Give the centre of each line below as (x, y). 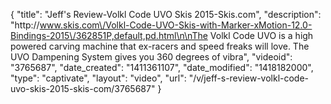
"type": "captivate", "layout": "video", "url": (98, 78)
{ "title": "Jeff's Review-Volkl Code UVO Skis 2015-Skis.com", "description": (166, 14)
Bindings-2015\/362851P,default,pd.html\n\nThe (109, 35)
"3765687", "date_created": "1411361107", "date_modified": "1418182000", (162, 67)
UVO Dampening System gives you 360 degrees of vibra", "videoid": (151, 57)
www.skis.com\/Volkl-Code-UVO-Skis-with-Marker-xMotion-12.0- (176, 25)
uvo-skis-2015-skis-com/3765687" (83, 88)
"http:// (25, 25)
